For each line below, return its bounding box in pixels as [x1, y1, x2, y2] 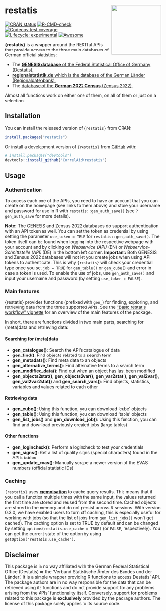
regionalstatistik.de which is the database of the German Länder [12, 72, 146, 78]
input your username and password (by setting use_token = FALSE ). [5, 275, 142, 282]
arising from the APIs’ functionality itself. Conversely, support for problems [5, 590, 157, 596]
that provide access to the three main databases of [5, 47, 109, 52]
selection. [5, 97, 25, 103]
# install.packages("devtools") [5, 153, 72, 158]
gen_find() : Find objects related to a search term [12, 352, 112, 358]
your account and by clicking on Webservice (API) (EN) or [5, 244, 123, 250]
